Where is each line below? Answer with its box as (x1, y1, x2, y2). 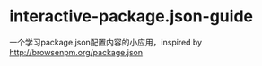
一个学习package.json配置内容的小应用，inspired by (9, 37, 203, 47)
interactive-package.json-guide (9, 6, 254, 27)
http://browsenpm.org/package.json (9, 46, 144, 57)
